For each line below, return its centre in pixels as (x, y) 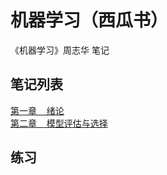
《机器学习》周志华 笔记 (60, 50)
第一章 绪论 (37, 110)
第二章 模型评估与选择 (59, 123)
